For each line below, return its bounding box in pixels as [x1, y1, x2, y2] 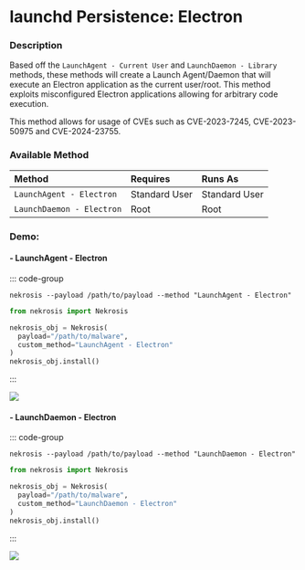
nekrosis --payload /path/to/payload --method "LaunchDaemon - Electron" [9, 449, 297, 459]
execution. [9, 99, 49, 110]
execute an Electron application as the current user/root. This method [9, 79, 271, 90]
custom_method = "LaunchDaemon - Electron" [17, 499, 178, 508]
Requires [131, 172, 171, 185]
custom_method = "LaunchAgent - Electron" [17, 340, 174, 349]
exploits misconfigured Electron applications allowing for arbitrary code [9, 89, 279, 100]
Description [9, 39, 63, 52]
